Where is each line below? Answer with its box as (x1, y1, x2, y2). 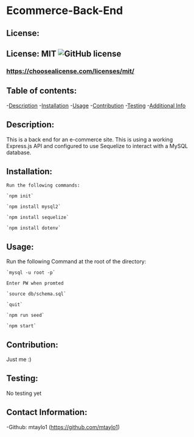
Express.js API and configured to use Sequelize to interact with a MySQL (6, 142, 189, 149)
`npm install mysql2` (6, 204, 61, 210)
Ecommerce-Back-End (6, 4, 123, 18)
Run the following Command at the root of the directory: (6, 258, 147, 265)
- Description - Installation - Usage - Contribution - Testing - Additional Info (6, 102, 186, 109)
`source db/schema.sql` (6, 291, 67, 297)
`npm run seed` (6, 312, 45, 319)
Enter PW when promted (6, 280, 64, 286)
